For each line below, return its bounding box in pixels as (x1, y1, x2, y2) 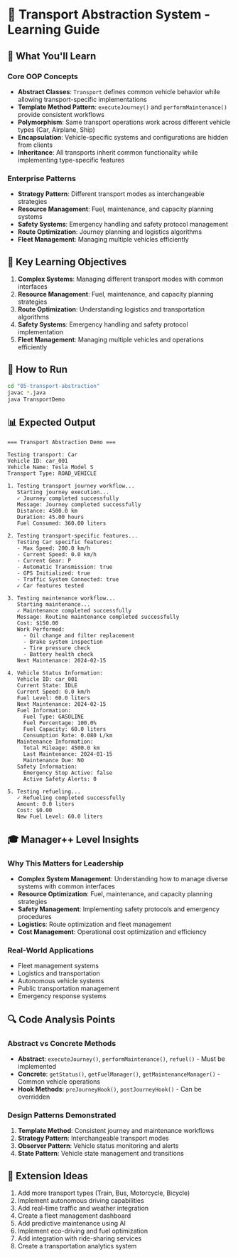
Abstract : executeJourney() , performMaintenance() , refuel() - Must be (17, 1055, 225, 1063)
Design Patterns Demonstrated (7, 1110, 117, 1120)
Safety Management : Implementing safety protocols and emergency (17, 905, 220, 913)
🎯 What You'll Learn (7, 50, 97, 62)
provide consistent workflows (17, 110, 105, 118)
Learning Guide (7, 21, 100, 38)
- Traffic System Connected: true (16, 576, 119, 583)
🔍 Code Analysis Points (7, 1013, 116, 1025)
